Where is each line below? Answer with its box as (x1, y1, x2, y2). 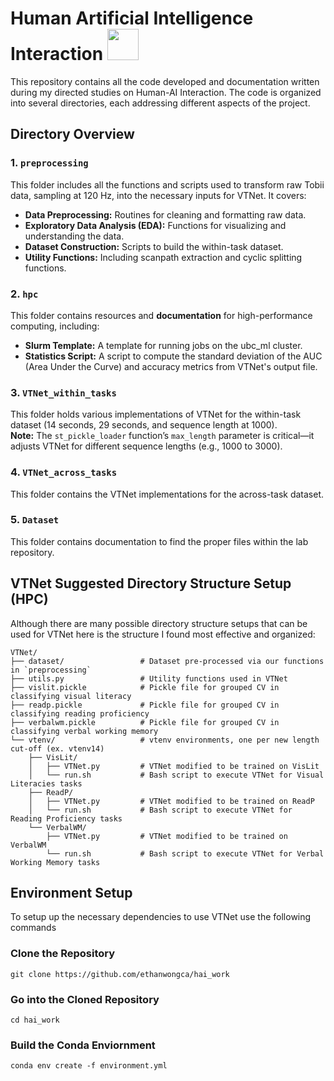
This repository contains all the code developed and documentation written (10, 75, 320, 87)
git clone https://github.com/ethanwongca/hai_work (10, 969, 230, 979)
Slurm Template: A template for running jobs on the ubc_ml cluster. (24, 339, 303, 351)
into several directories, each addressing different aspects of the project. (10, 97, 311, 109)
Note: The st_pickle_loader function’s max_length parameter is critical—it (10, 430, 315, 442)
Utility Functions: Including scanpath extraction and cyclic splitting (24, 251, 303, 263)
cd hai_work (10, 1015, 60, 1026)
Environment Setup (10, 885, 133, 902)
